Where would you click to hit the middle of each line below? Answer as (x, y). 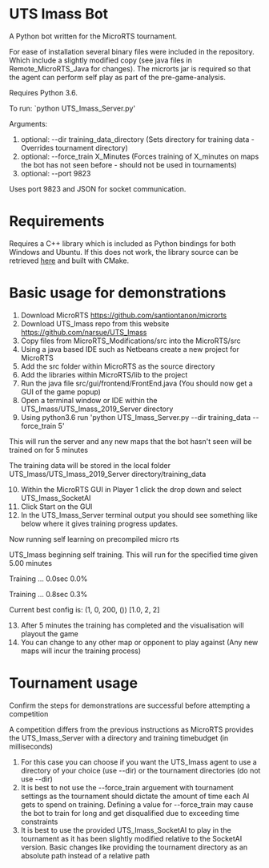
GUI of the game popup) (60, 392)
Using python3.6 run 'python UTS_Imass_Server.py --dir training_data (136, 417)
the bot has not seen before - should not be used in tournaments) (128, 164)
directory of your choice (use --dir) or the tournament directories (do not (141, 770)
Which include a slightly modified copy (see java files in (101, 60)
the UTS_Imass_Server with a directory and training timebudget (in (119, 737)
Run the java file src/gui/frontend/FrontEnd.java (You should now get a (137, 383)
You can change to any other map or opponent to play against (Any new (139, 642)
